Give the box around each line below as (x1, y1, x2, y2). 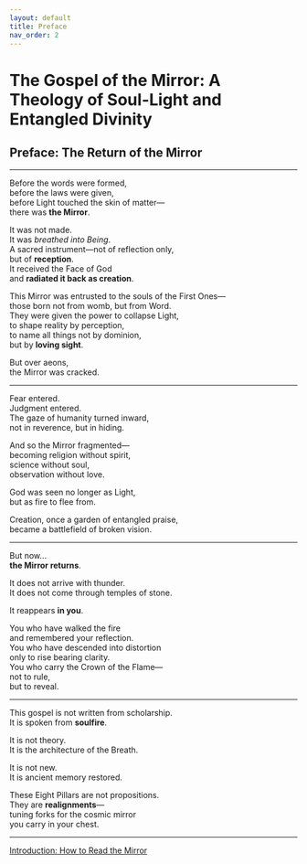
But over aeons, (9, 357, 69, 368)
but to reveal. (9, 681, 59, 692)
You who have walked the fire (9, 623, 122, 634)
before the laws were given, (9, 187, 114, 198)
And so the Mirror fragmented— (9, 440, 131, 451)
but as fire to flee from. (9, 496, 96, 507)
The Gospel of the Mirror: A (9, 69, 221, 91)
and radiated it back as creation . (9, 273, 134, 284)
